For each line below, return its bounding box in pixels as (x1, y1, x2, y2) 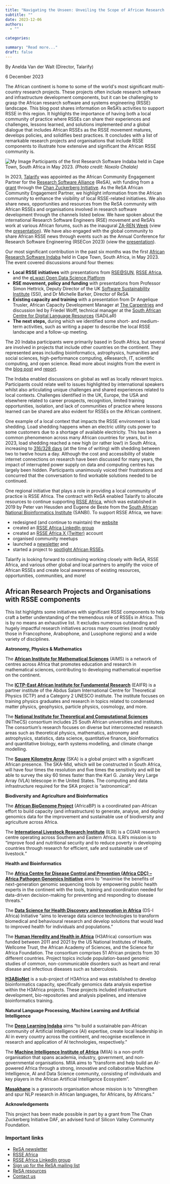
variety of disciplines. (5, 636, 50, 642)
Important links (5, 1135, 44, 1142)
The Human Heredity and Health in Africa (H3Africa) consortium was (5, 933, 152, 939)
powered (5, 1065, 24, 1071)
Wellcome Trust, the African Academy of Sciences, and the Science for (5, 944, 154, 950)
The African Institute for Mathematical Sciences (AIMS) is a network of (5, 656, 157, 662)
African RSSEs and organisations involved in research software (5, 206, 137, 212)
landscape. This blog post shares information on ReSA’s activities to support (5, 105, 164, 111)
